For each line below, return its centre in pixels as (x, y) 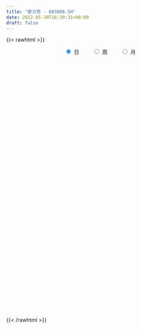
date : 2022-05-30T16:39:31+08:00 (48, 17)
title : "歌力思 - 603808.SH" (41, 12)
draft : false (22, 23)
